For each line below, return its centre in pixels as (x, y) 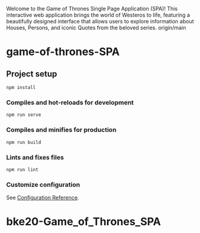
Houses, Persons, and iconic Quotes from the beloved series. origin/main (96, 27)
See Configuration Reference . (43, 198)
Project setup (32, 74)
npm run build (24, 142)
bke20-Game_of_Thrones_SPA (84, 222)
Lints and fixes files (35, 157)
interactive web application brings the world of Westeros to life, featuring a (98, 15)
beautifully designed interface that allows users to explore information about (100, 21)
